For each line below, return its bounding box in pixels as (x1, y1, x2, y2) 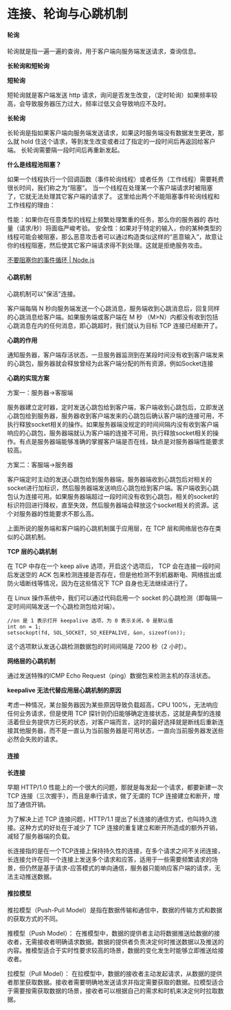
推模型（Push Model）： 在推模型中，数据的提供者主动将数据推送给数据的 (7, 929, 214, 937)
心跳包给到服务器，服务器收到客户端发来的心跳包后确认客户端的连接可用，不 (7, 412, 224, 420)
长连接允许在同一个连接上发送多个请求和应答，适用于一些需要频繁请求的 (7, 855, 212, 863)
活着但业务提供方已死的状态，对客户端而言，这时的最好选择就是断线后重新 (7, 717, 218, 726)
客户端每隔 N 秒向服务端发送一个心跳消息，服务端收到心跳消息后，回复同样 (7, 304, 220, 313)
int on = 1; (7, 623, 41, 630)
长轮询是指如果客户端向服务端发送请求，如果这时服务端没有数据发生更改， (7, 128, 218, 137)
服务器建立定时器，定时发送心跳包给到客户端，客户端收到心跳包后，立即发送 (7, 403, 224, 411)
